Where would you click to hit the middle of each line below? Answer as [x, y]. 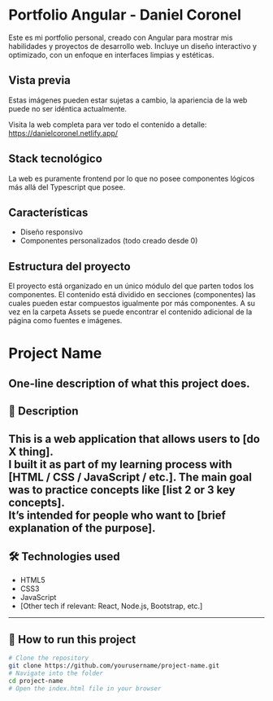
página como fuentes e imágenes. [65, 321]
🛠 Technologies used [64, 556]
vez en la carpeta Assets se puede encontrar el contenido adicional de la [130, 312]
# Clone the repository [49, 658]
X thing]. [31, 451]
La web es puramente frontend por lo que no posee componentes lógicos [132, 178]
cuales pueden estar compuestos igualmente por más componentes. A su [132, 304]
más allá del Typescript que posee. [67, 187]
